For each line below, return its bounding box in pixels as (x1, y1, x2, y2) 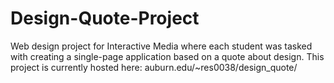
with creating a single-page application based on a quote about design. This (10, 50, 325, 62)
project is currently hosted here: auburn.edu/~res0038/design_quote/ (10, 61, 298, 73)
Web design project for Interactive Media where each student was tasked (10, 40, 313, 52)
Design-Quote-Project (10, 7, 200, 30)
